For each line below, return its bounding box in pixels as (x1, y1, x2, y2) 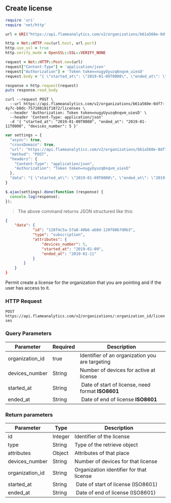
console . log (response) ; (10, 194, 60, 199)
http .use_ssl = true (5, 45, 49, 51)
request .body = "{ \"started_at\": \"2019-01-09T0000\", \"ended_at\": (5, 74, 160, 79)
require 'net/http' (5, 22, 47, 28)
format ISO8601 (79, 388, 120, 395)
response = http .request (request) (5, 83, 79, 88)
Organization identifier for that (74, 466, 147, 473)
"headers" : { (10, 156, 38, 161)
